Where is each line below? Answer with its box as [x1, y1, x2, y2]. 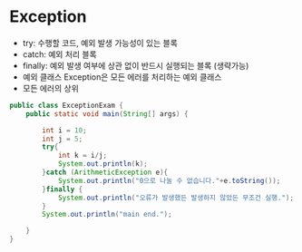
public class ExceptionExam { [9, 101, 124, 110]
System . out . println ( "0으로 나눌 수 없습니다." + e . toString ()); [57, 176, 281, 185]
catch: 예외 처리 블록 [22, 48, 97, 60]
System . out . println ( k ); [57, 160, 148, 169]
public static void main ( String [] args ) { [25, 109, 189, 119]
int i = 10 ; [42, 125, 88, 135]
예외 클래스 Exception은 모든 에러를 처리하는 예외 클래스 [22, 71, 222, 82]
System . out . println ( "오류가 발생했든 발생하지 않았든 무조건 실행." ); [57, 193, 295, 202]
